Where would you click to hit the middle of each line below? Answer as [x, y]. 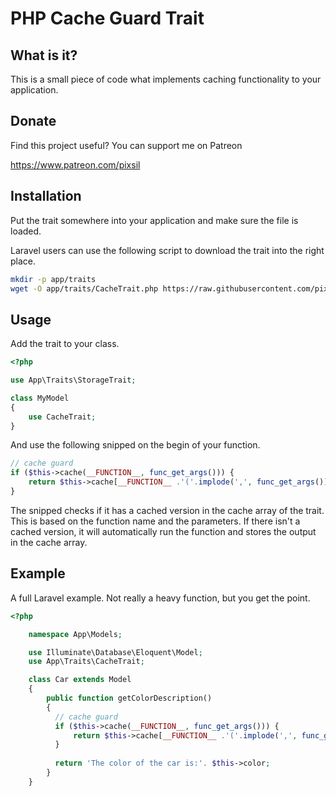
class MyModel [40, 398]
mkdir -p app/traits [53, 279]
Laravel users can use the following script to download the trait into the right [167, 250]
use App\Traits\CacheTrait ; [86, 662]
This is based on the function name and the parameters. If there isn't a [155, 521]
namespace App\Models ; [75, 634]
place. [23, 261]
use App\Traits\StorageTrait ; [73, 380]
